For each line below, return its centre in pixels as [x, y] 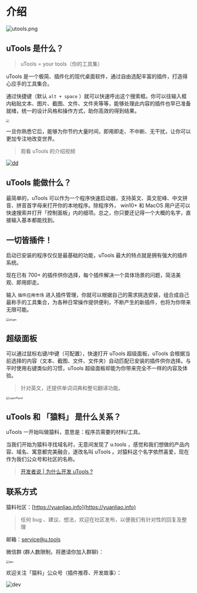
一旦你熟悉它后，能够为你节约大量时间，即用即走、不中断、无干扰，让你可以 [98, 131]
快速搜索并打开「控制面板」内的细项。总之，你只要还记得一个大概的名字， [96, 212]
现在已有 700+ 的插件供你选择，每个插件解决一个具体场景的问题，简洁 [91, 275]
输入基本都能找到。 [34, 220]
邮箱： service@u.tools [33, 539]
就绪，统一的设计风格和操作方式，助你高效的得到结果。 [73, 111]
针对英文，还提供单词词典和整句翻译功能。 [72, 388]
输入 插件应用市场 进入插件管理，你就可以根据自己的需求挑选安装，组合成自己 [98, 295]
